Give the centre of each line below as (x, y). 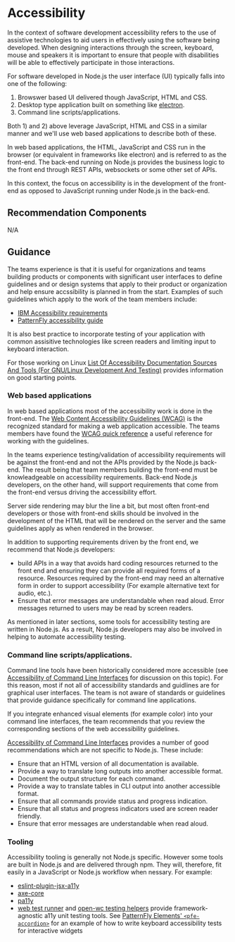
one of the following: (37, 83)
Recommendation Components (77, 213)
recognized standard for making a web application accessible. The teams (114, 426)
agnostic (30, 916)
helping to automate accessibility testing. (67, 637)
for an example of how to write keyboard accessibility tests (136, 923)
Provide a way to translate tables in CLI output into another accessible (119, 786)
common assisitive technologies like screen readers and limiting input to (112, 341)
